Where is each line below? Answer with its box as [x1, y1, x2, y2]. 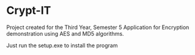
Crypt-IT [6, 4, 51, 18]
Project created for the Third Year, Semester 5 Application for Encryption [6, 24, 189, 31]
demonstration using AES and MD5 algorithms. [6, 30, 124, 37]
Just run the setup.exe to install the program [6, 42, 118, 49]
